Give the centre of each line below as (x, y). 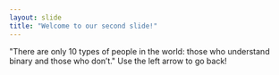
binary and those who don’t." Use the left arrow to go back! (118, 61)
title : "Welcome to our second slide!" (84, 26)
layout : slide (36, 17)
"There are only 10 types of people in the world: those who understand (139, 51)
